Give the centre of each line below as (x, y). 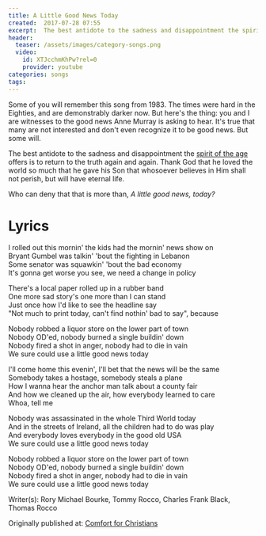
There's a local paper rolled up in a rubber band (86, 288)
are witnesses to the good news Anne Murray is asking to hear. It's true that (132, 121)
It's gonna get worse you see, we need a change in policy (102, 273)
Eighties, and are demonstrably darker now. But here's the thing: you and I (129, 112)
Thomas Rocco (33, 508)
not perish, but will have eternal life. (66, 178)
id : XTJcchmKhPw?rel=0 (60, 60)
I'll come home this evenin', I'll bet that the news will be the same (114, 370)
